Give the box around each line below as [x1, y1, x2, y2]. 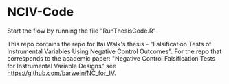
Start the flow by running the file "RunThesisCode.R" [7, 27, 156, 35]
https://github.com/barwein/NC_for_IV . [7, 69, 116, 77]
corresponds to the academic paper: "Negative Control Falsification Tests [7, 54, 216, 62]
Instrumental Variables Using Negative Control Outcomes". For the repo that [7, 47, 222, 55]
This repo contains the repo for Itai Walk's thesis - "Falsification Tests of [7, 40, 212, 48]
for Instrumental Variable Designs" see [7, 61, 117, 70]
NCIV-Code [7, 4, 74, 20]
